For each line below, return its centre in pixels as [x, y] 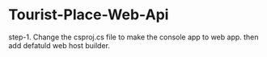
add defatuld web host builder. [59, 45]
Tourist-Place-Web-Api [89, 15]
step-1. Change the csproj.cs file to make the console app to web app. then [133, 37]
